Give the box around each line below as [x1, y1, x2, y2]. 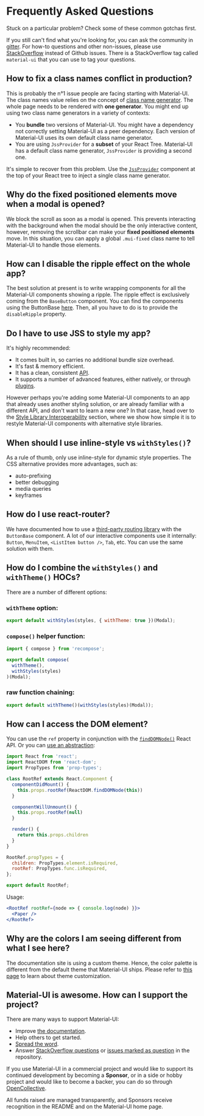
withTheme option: [6, 603, 58, 612]
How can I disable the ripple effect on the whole [6, 258, 191, 269]
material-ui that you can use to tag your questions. [6, 56, 136, 63]
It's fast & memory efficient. [15, 363, 85, 370]
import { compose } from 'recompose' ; [6, 646, 105, 652]
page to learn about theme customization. [6, 972, 111, 979]
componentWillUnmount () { [12, 804, 78, 810]
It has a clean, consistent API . [15, 369, 90, 377]
